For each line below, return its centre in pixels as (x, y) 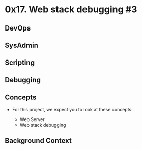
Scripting (20, 63)
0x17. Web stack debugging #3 (71, 9)
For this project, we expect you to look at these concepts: (72, 109)
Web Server (32, 119)
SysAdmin (22, 45)
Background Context (38, 141)
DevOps (18, 28)
